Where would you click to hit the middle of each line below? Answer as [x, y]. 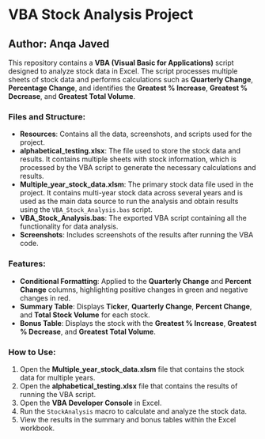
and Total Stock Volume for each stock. [85, 315]
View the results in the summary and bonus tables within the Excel [128, 419]
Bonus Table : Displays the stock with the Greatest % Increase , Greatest [138, 323]
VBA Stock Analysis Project [101, 15]
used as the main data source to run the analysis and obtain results [129, 201]
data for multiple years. [57, 377]
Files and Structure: [47, 116]
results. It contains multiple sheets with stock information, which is [128, 159]
